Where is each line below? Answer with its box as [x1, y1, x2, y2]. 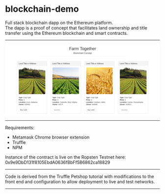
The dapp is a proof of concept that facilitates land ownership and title [5, 25, 147, 30]
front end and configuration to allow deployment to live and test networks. [5, 178, 155, 185]
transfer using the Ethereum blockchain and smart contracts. [5, 30, 128, 36]
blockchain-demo [5, 3, 79, 15]
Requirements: [5, 124, 34, 131]
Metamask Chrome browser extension [12, 134, 90, 140]
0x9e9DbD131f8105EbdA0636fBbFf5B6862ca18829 [5, 159, 110, 165]
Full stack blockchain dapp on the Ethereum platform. [5, 20, 113, 26]
